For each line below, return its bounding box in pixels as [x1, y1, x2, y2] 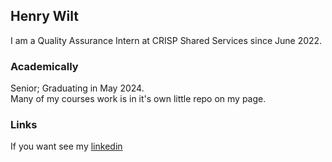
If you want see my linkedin [10, 140, 123, 153]
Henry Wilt [10, 8, 79, 25]
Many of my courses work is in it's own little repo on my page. [10, 93, 267, 105]
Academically [10, 59, 79, 73]
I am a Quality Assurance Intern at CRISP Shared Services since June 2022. [10, 34, 323, 46]
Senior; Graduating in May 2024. [10, 82, 145, 94]
